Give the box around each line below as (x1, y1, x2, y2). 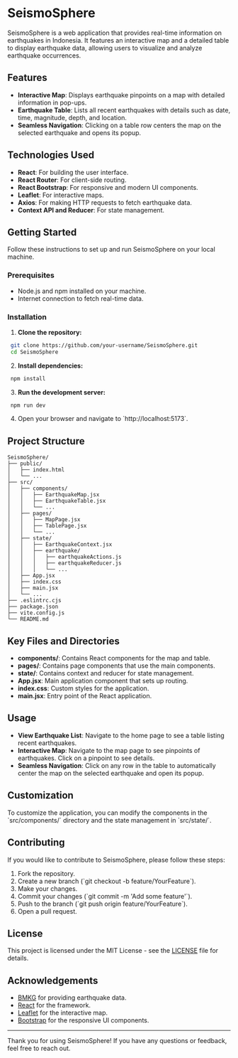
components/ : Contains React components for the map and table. (17, 654, 211, 663)
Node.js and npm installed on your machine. (17, 287, 147, 295)
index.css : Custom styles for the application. (17, 684, 149, 693)
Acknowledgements (7, 974, 98, 986)
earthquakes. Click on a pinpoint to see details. (17, 754, 155, 762)
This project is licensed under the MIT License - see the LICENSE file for (7, 946, 218, 955)
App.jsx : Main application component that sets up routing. (17, 677, 188, 685)
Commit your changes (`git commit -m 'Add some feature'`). (17, 892, 193, 900)
